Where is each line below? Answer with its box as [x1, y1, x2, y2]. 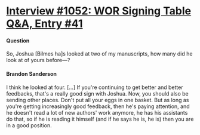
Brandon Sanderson [6, 70, 57, 77]
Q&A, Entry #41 [6, 17, 83, 30]
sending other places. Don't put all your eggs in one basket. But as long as [6, 96, 189, 103]
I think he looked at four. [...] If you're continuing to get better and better [6, 84, 183, 91]
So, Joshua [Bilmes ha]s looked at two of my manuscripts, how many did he [6, 50, 193, 57]
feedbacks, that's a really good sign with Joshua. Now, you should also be [6, 90, 189, 97]
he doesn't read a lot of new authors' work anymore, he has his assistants [6, 109, 188, 116]
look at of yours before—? [6, 57, 70, 64]
